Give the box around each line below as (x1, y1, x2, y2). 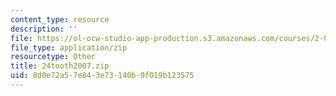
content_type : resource (10, 14, 110, 25)
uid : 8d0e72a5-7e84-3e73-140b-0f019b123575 (10, 71, 195, 81)
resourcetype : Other (10, 52, 97, 62)
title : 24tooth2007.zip (10, 61, 110, 71)
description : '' (10, 24, 78, 34)
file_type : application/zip (10, 42, 128, 53)
